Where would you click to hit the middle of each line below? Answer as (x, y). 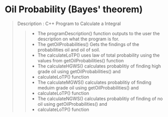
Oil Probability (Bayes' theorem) (74, 9)
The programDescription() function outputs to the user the (99, 33)
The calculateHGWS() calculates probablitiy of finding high (99, 66)
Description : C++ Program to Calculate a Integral (69, 24)
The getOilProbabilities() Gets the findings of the (88, 44)
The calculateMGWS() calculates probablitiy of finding (94, 82)
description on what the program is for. (78, 39)
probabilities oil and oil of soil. (69, 50)
